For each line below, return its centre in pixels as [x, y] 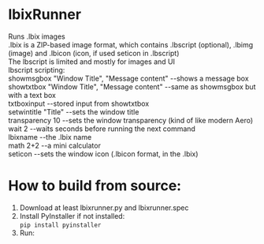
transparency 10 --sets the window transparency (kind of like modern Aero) [131, 120]
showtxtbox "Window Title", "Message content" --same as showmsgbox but [132, 86]
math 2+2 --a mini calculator [54, 145]
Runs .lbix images [37, 36]
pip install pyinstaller [60, 225]
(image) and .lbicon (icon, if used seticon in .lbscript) [94, 53]
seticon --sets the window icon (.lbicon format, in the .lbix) [103, 154]
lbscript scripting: [37, 69]
